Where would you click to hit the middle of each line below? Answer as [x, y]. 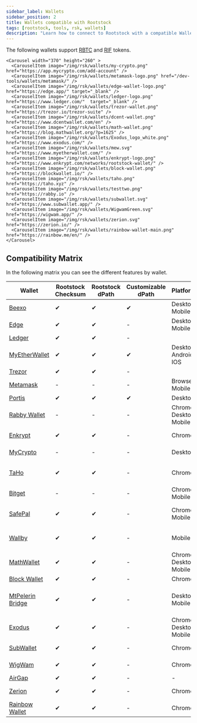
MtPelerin [23, 596]
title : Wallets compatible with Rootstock [59, 22]
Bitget [17, 493]
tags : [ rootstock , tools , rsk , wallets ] [56, 28]
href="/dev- [176, 76]
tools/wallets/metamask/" [38, 82]
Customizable [146, 287]
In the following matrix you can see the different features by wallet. [87, 272]
